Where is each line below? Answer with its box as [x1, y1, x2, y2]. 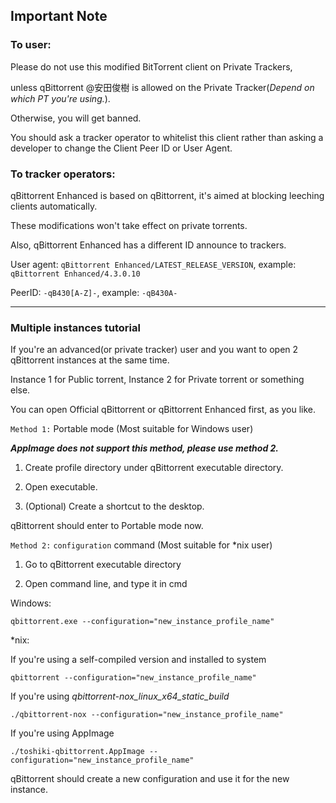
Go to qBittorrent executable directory [24, 559, 182, 571]
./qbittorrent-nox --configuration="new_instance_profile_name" [10, 710, 284, 720]
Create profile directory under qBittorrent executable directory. [24, 462, 284, 474]
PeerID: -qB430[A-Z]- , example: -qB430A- [10, 286, 178, 298]
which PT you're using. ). [10, 92, 111, 104]
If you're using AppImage [10, 727, 115, 739]
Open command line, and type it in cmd [24, 578, 188, 590]
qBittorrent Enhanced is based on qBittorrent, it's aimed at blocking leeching [10, 189, 325, 201]
